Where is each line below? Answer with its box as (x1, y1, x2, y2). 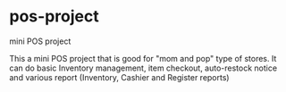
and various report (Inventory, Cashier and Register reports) (9, 71, 230, 82)
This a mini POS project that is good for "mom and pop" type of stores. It (9, 53, 277, 63)
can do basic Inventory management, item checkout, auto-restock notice (9, 63, 278, 73)
